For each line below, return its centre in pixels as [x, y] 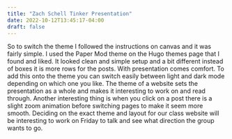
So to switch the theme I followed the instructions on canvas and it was [109, 47]
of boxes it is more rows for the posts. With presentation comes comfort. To [116, 69]
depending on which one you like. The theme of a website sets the [103, 84]
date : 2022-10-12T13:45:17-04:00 [56, 20]
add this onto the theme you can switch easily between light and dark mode [116, 76]
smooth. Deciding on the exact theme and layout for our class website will [113, 113]
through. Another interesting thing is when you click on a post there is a [110, 98]
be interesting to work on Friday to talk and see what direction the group [111, 121]
